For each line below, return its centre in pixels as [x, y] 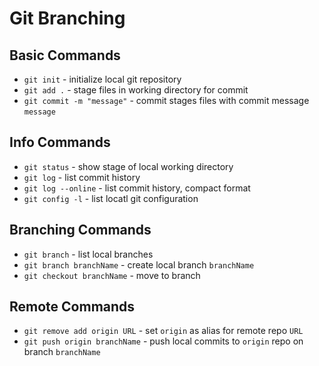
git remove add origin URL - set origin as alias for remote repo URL [163, 331]
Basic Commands [65, 55]
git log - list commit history [82, 177]
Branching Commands [80, 230]
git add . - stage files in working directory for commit [136, 90]
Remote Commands [72, 307]
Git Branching [67, 18]
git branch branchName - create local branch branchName [139, 264]
